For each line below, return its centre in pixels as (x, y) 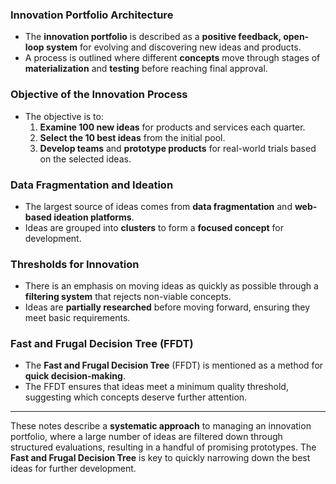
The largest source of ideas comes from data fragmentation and (158, 206)
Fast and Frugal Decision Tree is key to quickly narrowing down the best (160, 458)
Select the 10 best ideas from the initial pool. (132, 137)
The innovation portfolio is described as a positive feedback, (153, 37)
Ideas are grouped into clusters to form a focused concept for (154, 227)
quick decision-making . (75, 376)
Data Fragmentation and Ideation (92, 185)
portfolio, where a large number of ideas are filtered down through (146, 437)
